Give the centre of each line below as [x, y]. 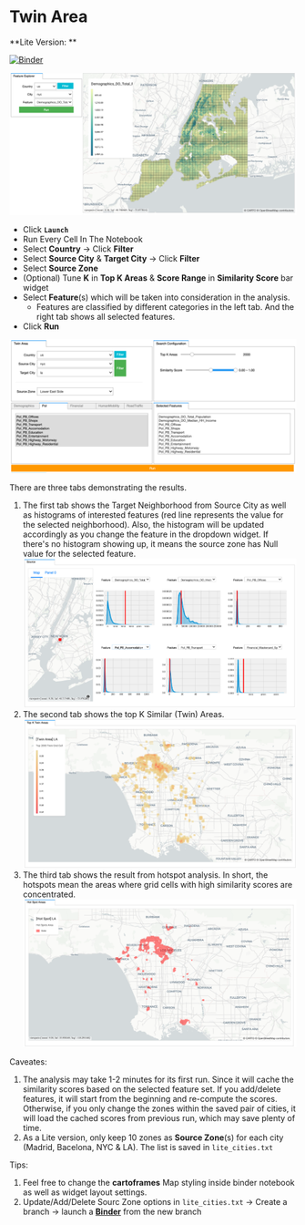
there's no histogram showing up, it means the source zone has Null [150, 543]
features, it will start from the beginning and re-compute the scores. [150, 1099]
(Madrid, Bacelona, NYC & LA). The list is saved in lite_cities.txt [147, 1148]
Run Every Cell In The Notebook [82, 240]
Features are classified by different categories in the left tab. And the [165, 307]
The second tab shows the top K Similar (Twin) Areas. [123, 714]
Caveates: [28, 1062]
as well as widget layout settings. [85, 1192]
